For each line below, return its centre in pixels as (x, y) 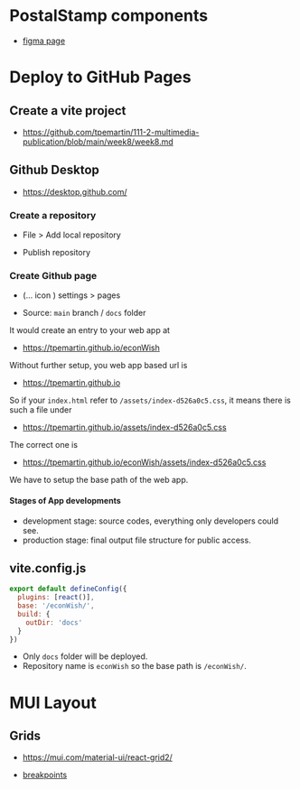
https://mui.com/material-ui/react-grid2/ (98, 757)
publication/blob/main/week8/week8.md (98, 142)
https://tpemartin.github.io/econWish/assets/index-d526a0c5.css (144, 462)
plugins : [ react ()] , (56, 598)
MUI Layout (53, 703)
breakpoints (45, 775)
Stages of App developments (66, 500)
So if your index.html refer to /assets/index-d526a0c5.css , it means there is (150, 400)
